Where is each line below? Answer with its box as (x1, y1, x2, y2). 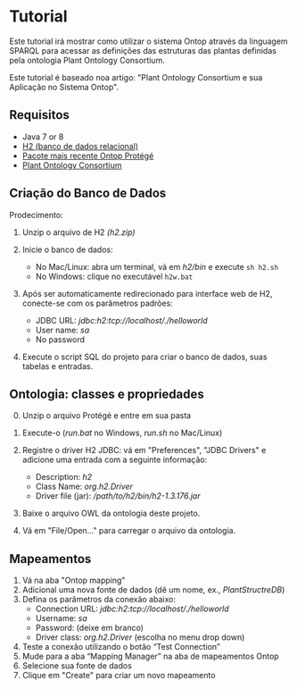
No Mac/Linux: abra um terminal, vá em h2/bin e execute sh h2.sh (35, 261, 279, 272)
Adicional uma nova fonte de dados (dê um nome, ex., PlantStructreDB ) (21, 584, 285, 595)
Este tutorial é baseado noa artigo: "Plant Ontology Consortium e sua (9, 71, 263, 82)
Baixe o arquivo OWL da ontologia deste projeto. (21, 508, 201, 519)
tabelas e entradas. (21, 360, 94, 372)
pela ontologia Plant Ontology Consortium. (9, 55, 165, 65)
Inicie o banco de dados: (21, 244, 113, 255)
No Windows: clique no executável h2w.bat (35, 271, 194, 281)
